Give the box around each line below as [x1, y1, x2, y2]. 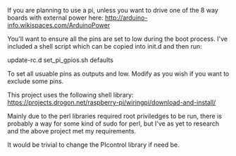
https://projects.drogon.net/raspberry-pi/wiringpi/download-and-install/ [7, 98, 216, 107]
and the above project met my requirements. [7, 127, 136, 135]
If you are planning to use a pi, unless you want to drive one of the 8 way [7, 6, 218, 14]
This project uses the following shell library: [7, 91, 134, 99]
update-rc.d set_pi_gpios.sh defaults [7, 56, 114, 64]
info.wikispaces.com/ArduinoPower [7, 21, 111, 29]
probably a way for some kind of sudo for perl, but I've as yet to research [7, 119, 220, 128]
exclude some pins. [7, 77, 64, 85]
